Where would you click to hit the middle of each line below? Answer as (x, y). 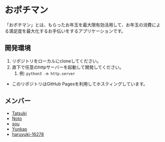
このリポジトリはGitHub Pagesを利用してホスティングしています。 (80, 84)
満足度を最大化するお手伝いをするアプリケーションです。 (67, 31)
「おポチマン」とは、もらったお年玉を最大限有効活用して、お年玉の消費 (78, 25)
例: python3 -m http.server (47, 73)
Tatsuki (19, 113)
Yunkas (20, 129)
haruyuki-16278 (28, 134)
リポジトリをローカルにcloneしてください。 (56, 61)
